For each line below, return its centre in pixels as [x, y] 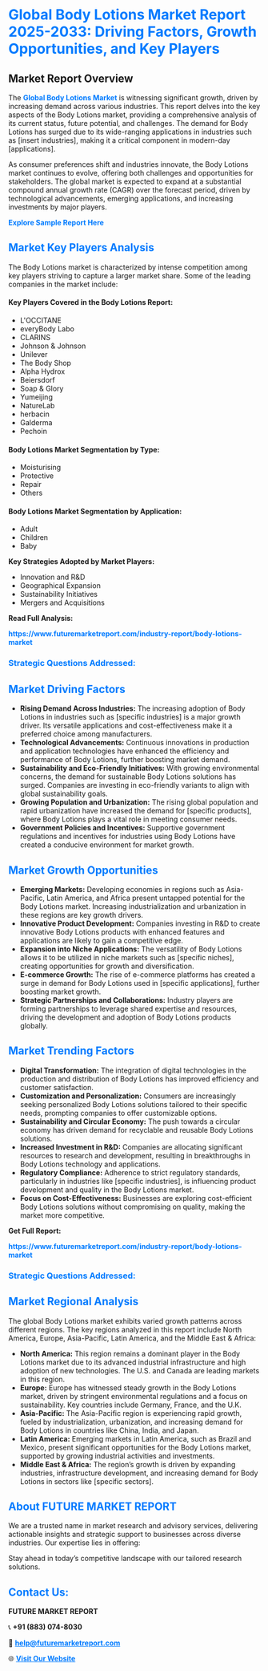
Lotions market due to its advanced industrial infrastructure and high [133, 1362]
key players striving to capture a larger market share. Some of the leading [130, 275]
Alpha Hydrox [42, 371]
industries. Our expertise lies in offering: [74, 1543]
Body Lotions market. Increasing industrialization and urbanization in [133, 906]
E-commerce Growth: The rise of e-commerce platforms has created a [138, 974]
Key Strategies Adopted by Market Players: [82, 562]
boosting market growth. [60, 992]
